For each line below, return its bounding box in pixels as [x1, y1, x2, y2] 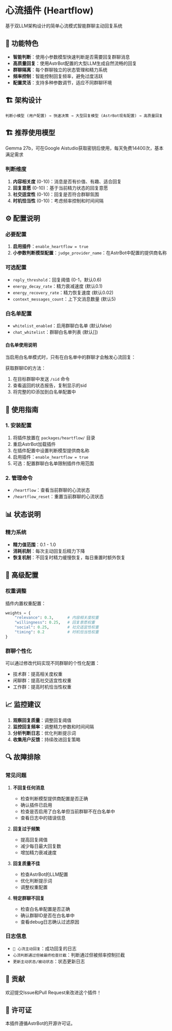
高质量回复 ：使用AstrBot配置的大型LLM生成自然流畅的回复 [12, 60, 137, 66]
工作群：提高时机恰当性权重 [12, 684, 72, 690]
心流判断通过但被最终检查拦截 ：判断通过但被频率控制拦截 [12, 951, 125, 958]
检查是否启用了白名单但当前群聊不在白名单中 [20, 808, 116, 814]
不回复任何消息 [12, 784, 45, 791]
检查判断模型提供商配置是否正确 [20, 795, 88, 801]
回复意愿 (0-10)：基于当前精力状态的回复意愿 [12, 184, 108, 191]
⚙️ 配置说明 [5, 214, 40, 223]
